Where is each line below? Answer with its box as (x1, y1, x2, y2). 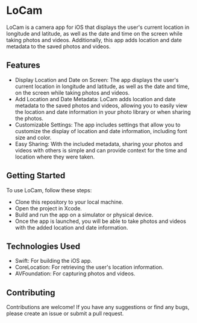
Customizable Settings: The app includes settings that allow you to (14, 121, 181, 128)
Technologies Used (6, 241, 80, 251)
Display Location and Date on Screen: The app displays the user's (14, 76, 179, 83)
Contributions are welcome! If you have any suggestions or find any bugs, (6, 304, 190, 311)
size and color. (14, 134, 52, 141)
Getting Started (6, 171, 66, 181)
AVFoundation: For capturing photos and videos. (14, 270, 136, 277)
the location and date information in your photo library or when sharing (14, 108, 191, 115)
